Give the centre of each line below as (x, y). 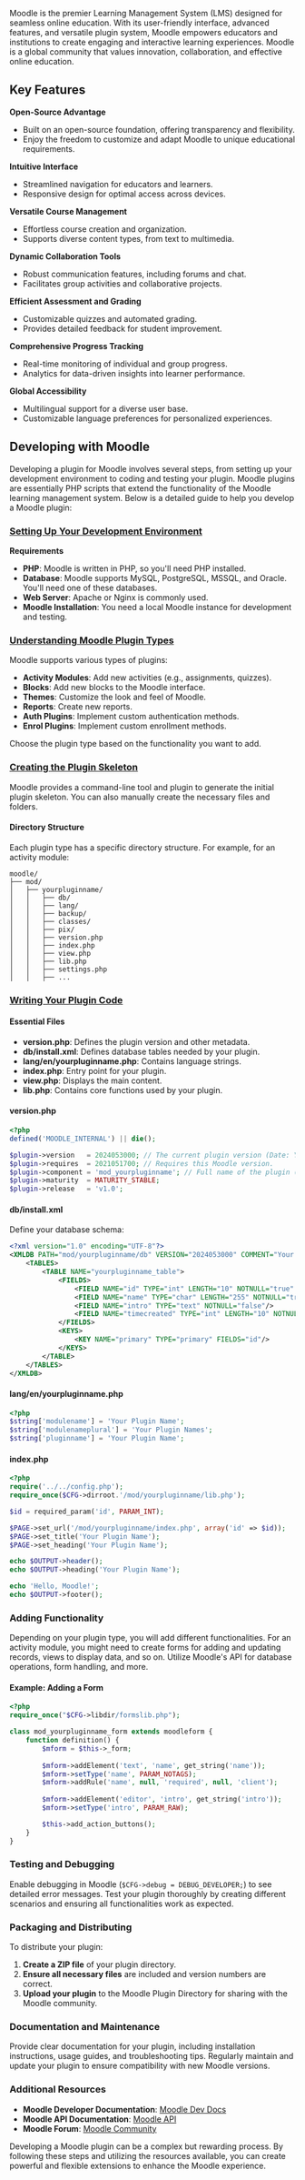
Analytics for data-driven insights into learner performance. (134, 373)
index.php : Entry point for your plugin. (94, 1070)
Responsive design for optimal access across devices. (124, 194)
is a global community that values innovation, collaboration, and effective (146, 52)
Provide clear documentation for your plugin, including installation (133, 2046)
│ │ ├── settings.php (58, 969)
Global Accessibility (48, 391)
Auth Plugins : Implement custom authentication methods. (131, 717)
